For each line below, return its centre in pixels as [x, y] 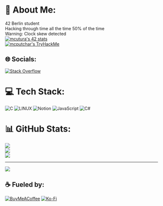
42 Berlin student [22, 23]
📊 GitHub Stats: [38, 129]
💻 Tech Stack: [35, 91]
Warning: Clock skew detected [36, 34]
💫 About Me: [31, 10]
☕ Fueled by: [25, 185]
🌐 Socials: [21, 60]
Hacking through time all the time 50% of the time [55, 28]
